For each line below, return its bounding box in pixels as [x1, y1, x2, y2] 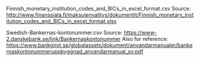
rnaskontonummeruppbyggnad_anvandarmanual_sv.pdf [6, 48, 144, 55]
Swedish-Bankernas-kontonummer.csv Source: [6, 29, 123, 36]
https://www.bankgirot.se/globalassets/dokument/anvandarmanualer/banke [6, 41, 193, 49]
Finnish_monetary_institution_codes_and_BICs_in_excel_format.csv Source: [6, 5, 191, 12]
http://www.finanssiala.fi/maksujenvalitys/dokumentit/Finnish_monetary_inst [6, 11, 194, 18]
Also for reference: [122, 36, 168, 42]
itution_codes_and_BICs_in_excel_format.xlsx [6, 18, 117, 24]
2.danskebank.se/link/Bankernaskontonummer [6, 36, 121, 42]
